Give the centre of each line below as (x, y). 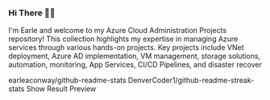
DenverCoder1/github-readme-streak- (191, 81)
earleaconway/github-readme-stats (67, 81)
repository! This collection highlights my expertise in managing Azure (123, 39)
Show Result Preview (61, 89)
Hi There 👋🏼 (32, 13)
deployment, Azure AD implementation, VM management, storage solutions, (135, 56)
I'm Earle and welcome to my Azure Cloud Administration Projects (118, 31)
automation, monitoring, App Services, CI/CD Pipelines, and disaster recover (135, 65)
